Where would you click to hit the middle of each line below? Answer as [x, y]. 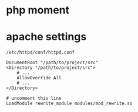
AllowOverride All [39, 78]
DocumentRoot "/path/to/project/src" [52, 63]
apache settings [46, 37]
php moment [38, 10]
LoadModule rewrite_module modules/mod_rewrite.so [69, 104]
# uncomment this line [34, 99]
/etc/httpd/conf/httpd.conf [41, 52]
